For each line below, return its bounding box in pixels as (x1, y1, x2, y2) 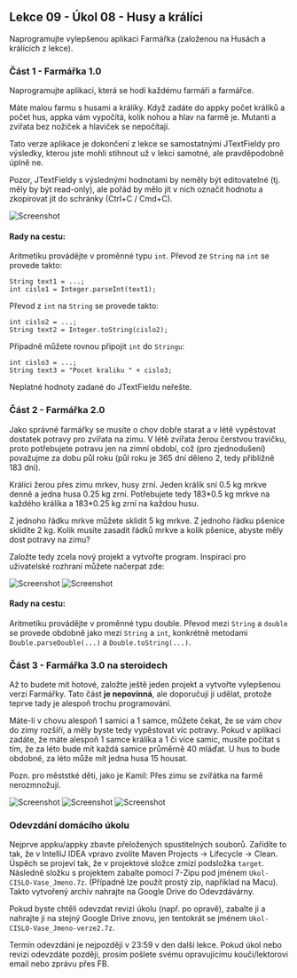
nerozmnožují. (9, 780, 61, 791)
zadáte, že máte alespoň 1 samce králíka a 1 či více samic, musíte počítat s (9, 735, 281, 745)
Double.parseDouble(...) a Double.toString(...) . (9, 637, 191, 648)
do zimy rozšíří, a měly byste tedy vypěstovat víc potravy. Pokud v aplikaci (9, 725, 282, 735)
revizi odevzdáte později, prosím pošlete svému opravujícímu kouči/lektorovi (9, 949, 288, 960)
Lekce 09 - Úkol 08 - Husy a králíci (9, 10, 204, 25)
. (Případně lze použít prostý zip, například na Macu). (84, 877, 278, 887)
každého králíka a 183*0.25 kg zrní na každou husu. (9, 497, 199, 508)
